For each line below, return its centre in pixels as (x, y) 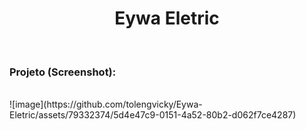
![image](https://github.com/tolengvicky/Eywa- (106, 104)
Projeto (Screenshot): (63, 72)
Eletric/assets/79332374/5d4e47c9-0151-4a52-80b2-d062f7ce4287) (153, 115)
